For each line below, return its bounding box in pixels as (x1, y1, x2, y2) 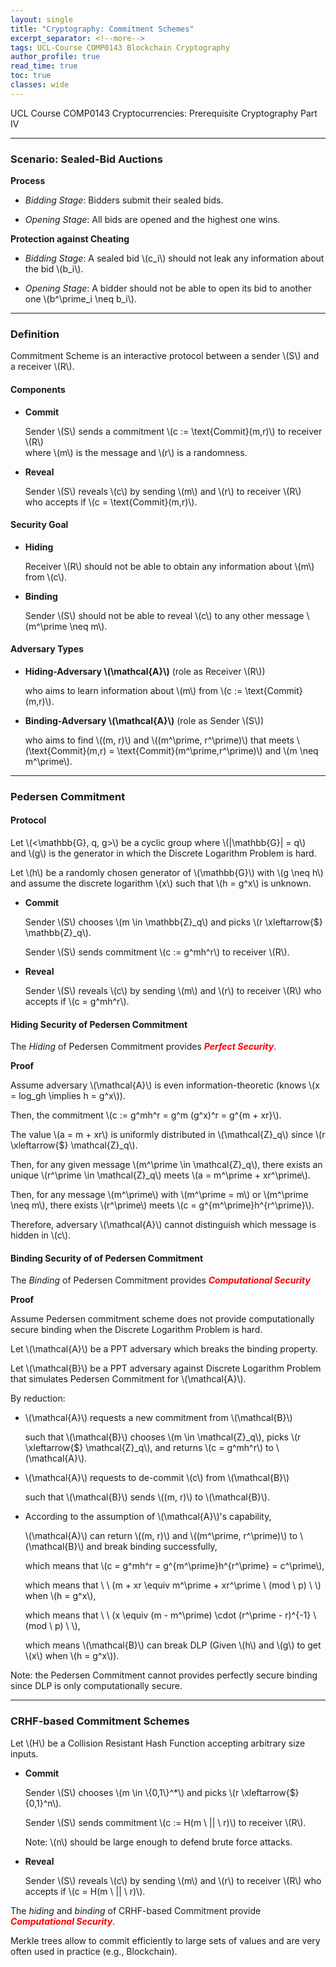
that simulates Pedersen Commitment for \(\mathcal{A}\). (10, 1373, 247, 1385)
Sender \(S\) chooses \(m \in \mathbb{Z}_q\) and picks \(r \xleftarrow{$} (24, 916, 323, 928)
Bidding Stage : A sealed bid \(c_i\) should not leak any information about (24, 252, 325, 265)
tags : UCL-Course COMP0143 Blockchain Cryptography (10, 42, 230, 53)
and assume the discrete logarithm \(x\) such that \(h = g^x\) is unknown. (10, 877, 312, 890)
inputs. (10, 1747, 39, 1760)
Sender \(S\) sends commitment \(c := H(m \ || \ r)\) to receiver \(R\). (24, 1816, 307, 1828)
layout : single (10, 14, 74, 25)
